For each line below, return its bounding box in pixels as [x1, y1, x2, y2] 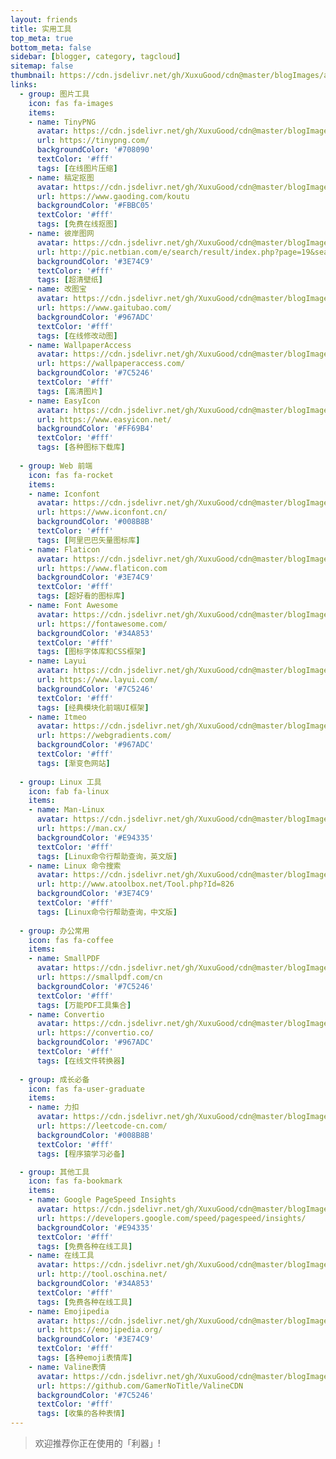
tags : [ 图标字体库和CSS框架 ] [36, 647, 147, 657]
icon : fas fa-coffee [28, 935, 114, 945]
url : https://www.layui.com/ [36, 675, 159, 685]
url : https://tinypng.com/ [36, 136, 150, 146]
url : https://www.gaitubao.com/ [36, 303, 172, 313]
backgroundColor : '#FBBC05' [36, 201, 155, 211]
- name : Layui [28, 656, 87, 666]
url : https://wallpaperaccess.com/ [36, 359, 186, 369]
